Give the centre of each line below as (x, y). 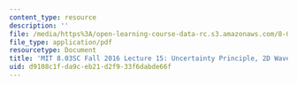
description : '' (39, 26)
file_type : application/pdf (61, 42)
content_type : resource (53, 17)
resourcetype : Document (53, 50)
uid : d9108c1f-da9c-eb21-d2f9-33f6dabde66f (91, 67)
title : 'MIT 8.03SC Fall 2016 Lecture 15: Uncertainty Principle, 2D (140, 58)
